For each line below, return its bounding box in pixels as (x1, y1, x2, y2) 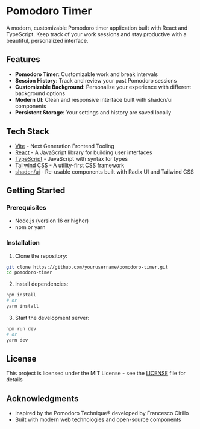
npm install (6, 292, 36, 298)
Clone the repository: (14, 252, 68, 260)
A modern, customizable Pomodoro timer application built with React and (6, 24, 188, 31)
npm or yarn (14, 224, 46, 231)
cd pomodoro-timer (6, 269, 52, 275)
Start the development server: (14, 314, 90, 321)
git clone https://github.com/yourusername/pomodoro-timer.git (6, 264, 169, 270)
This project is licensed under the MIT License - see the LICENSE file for (6, 369, 186, 377)
